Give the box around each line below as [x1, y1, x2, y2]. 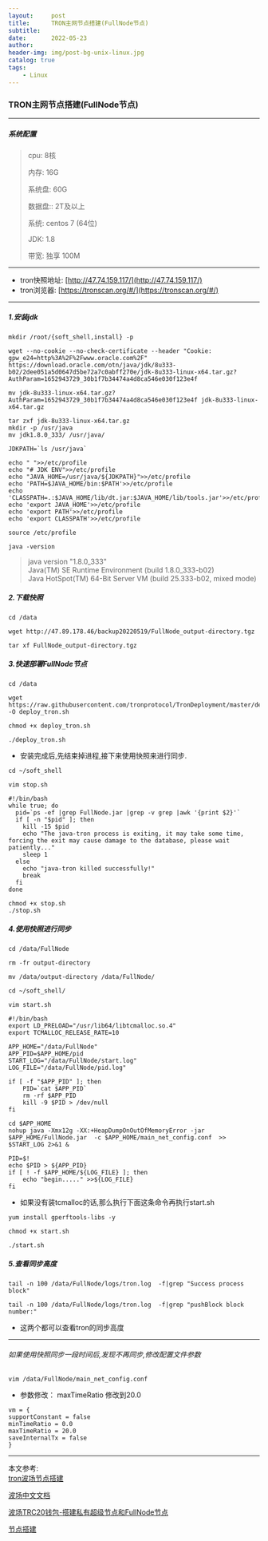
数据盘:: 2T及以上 [27, 201, 85, 211]
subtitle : [8, 26, 41, 34]
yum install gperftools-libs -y [8, 1213, 116, 1222]
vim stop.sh [8, 780, 48, 789]
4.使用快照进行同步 [8, 924, 72, 934]
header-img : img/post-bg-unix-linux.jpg [8, 49, 145, 57]
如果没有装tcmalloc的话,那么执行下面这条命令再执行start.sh [19, 1197, 215, 1206]
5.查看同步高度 [8, 1259, 57, 1269]
